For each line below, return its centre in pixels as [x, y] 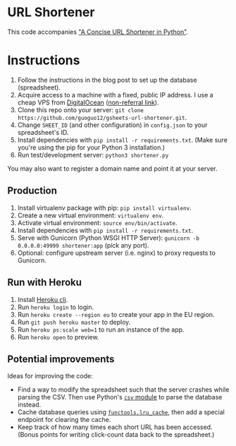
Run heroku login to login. [55, 307]
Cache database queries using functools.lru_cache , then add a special [121, 412]
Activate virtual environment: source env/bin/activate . [97, 222]
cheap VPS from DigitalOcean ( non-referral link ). [88, 102]
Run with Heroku [45, 283]
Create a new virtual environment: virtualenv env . [91, 215]
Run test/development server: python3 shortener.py [93, 155]
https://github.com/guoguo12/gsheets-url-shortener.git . [102, 117]
